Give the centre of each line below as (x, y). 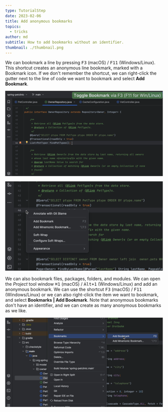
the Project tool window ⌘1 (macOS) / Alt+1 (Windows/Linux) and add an (81, 284)
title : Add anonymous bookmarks (39, 21)
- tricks (19, 32)
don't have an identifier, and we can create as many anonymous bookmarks (83, 305)
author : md (16, 37)
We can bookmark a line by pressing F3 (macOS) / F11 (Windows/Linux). (80, 62)
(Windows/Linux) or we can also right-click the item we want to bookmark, (82, 295)
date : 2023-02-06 (23, 16)
